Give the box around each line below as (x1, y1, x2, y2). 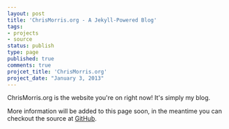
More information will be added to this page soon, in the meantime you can (7, 107, 223, 115)
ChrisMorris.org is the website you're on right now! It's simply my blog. (7, 94, 211, 102)
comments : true (7, 62, 52, 69)
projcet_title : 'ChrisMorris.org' (7, 68, 108, 75)
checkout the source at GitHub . (7, 114, 97, 123)
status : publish (7, 42, 54, 49)
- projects (7, 29, 39, 37)
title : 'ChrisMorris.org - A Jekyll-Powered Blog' (7, 17, 157, 24)
